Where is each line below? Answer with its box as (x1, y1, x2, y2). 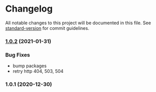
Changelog (5, 3, 53, 15)
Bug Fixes (5, 51, 30, 58)
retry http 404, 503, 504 (12, 68, 64, 74)
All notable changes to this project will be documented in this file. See (5, 20, 151, 26)
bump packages (12, 63, 47, 69)
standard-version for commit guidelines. (5, 25, 89, 31)
